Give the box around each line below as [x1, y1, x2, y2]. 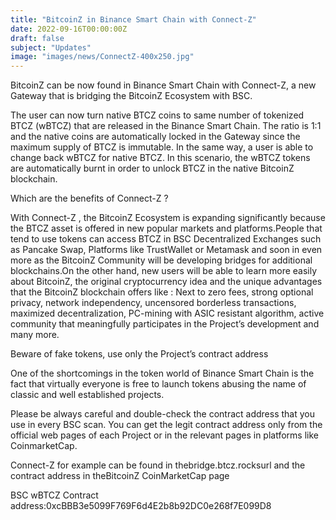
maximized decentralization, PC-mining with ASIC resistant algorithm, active [10, 307, 325, 320]
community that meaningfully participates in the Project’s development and [10, 318, 320, 330]
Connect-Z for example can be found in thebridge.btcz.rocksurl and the [10, 459, 306, 471]
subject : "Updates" [10, 42, 92, 53]
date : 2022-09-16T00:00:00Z [10, 24, 128, 34]
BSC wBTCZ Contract [10, 489, 99, 501]
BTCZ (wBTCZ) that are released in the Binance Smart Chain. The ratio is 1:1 [10, 120, 322, 132]
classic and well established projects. [10, 389, 165, 401]
